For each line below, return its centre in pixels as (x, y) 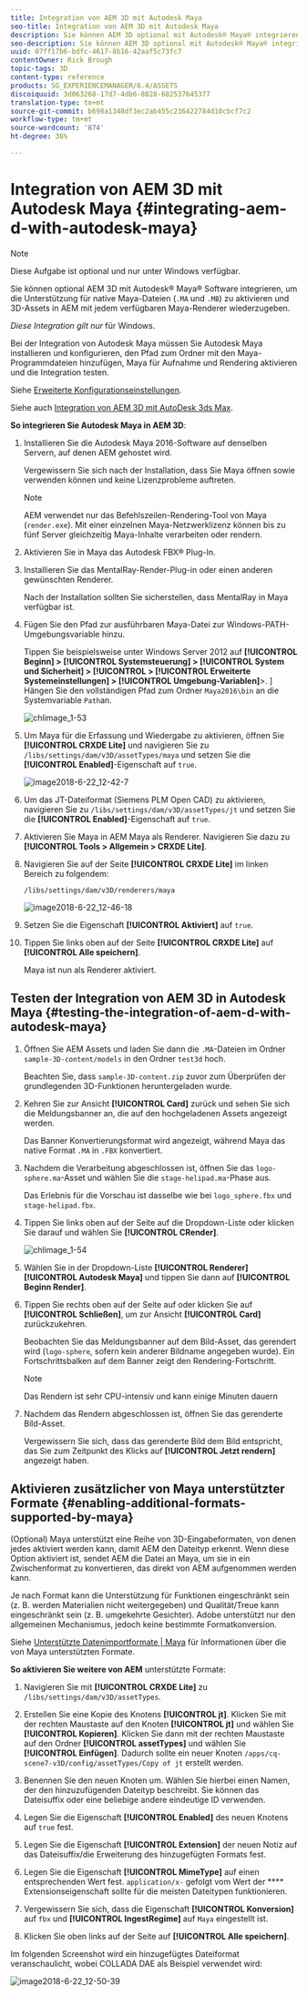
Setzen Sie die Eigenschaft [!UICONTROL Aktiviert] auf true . (138, 924)
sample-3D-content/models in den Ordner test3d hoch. (124, 1058)
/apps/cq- (262, 1754)
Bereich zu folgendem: (66, 873)
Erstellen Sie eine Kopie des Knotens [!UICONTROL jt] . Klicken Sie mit (155, 1715)
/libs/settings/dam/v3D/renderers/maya (99, 890)
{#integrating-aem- (211, 209)
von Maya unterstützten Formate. (73, 1652)
